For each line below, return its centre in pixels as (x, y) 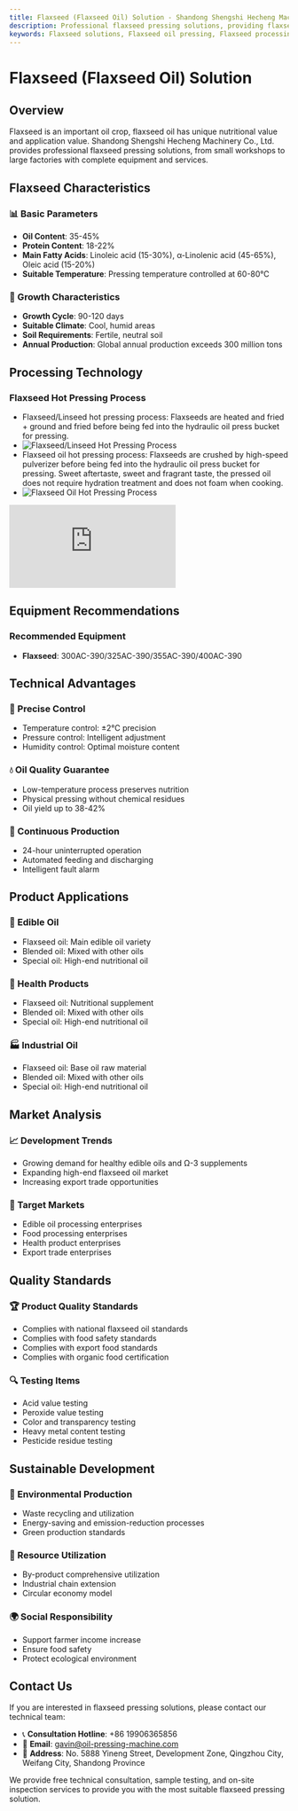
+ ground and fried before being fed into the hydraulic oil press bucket (151, 427)
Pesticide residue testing (67, 1441)
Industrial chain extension (69, 1584)
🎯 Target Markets (47, 1204)
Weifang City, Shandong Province (83, 1763)
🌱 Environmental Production (71, 1493)
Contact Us (41, 1686)
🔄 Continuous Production (64, 831)
